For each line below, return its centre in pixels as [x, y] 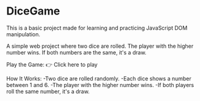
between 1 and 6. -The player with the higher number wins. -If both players [100, 85]
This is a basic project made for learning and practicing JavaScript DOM [97, 28]
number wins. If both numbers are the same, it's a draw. [77, 52]
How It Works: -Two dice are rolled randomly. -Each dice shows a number [99, 78]
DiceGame [33, 11]
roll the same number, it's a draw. [48, 91]
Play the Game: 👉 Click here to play [52, 64]
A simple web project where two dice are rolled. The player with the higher [100, 46]
